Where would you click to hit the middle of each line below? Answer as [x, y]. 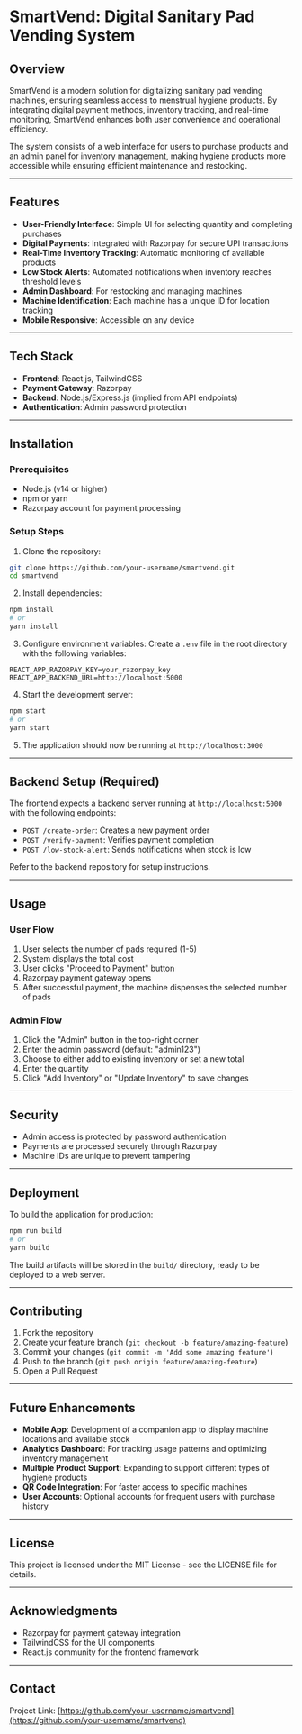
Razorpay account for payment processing [102, 508]
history [36, 1506]
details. [23, 1574]
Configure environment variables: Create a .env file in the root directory [155, 643]
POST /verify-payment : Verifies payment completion [118, 840]
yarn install [34, 627]
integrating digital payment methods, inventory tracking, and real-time [139, 110]
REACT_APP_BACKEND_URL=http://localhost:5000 [96, 678]
